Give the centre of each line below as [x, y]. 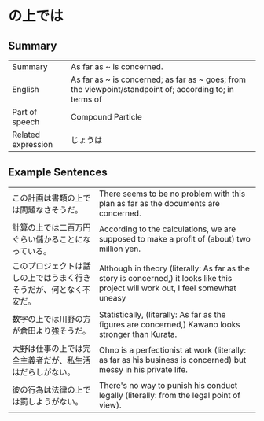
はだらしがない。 [44, 372]
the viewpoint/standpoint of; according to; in [152, 89]
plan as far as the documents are [159, 203]
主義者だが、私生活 [55, 360]
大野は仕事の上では [48, 349]
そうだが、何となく [48, 290]
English [26, 89]
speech [26, 122]
